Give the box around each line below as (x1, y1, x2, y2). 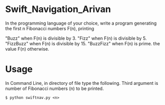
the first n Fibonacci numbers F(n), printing (5, 25, 95, 31)
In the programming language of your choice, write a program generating (5, 20, 157, 26)
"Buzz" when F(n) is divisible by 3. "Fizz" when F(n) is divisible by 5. (5, 35, 147, 41)
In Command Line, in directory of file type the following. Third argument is (5, 80, 158, 86)
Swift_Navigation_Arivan (5, 4, 111, 15)
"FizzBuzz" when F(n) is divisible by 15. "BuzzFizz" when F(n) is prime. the (5, 40, 160, 46)
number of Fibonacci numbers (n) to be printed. (5, 85, 104, 91)
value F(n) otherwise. (5, 46, 49, 52)
